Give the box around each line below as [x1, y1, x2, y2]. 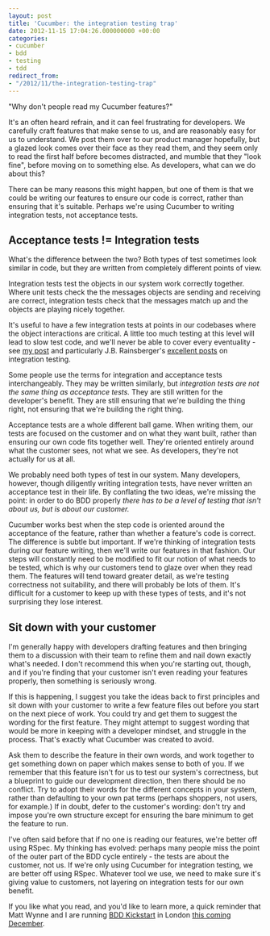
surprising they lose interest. [8, 597, 103, 607]
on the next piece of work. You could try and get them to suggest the [8, 709, 238, 719]
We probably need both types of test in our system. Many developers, [8, 470, 241, 480]
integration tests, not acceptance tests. [8, 210, 139, 219]
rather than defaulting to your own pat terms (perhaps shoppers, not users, [8, 793, 258, 803]
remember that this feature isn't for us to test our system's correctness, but [8, 767, 259, 777]
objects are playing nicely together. [8, 304, 126, 315]
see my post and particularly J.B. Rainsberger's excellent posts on [8, 346, 228, 356]
